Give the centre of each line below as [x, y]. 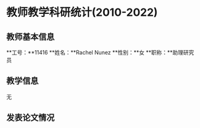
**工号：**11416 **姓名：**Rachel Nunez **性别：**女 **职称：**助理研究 [100, 52]
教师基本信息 [30, 37]
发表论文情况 [30, 118]
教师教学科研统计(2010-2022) [82, 12]
